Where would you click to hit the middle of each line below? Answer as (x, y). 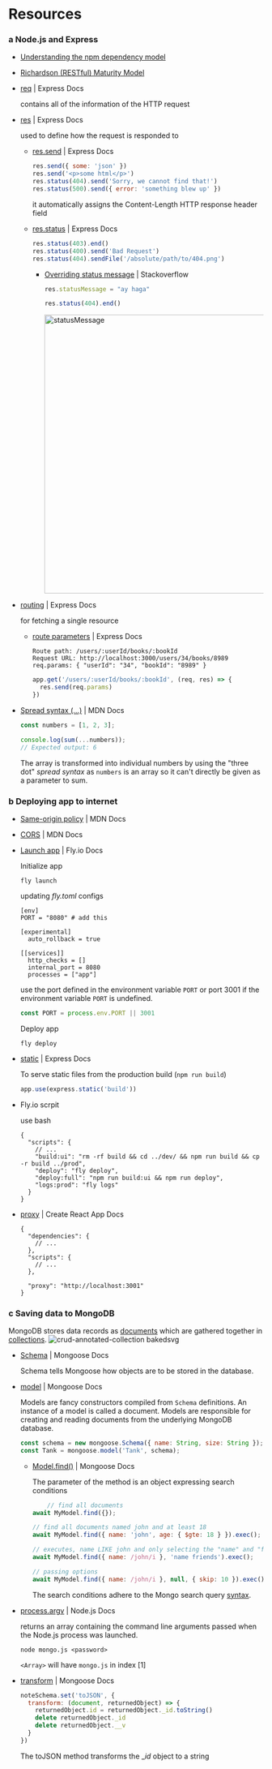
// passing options (65, 1571)
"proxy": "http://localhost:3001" (86, 1286)
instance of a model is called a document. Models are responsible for (135, 1410)
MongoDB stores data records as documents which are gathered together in (136, 1330)
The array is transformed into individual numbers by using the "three (134, 762)
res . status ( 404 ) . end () (83, 304)
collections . (28, 1339)
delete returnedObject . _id (81, 1718)
